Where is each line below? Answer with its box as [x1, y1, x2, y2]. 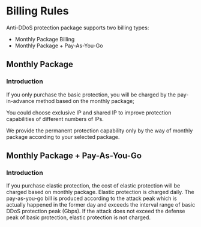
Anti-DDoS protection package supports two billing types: [6, 24, 149, 31]
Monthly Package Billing [14, 35, 75, 43]
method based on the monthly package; [35, 97, 135, 104]
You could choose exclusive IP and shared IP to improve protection [6, 109, 172, 116]
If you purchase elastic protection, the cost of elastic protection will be [6, 182, 181, 189]
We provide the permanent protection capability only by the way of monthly [6, 127, 193, 134]
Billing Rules [6, 4, 69, 18]
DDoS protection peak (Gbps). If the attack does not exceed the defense [6, 208, 185, 215]
